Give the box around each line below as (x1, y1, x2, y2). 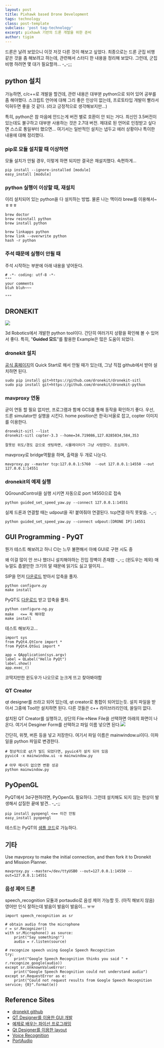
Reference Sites (5, 995, 55, 1004)
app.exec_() (5, 666, 29, 670)
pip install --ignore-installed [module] (5, 167, 91, 172)
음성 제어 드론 (5, 885, 36, 892)
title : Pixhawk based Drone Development (5, 12, 89, 17)
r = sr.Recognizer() (5, 926, 47, 931)
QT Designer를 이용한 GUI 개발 (12, 1015, 73, 1020)
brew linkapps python (5, 229, 49, 234)
